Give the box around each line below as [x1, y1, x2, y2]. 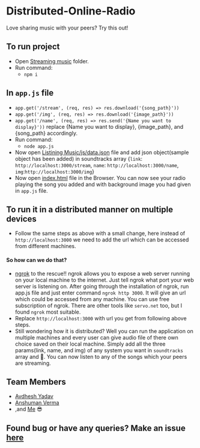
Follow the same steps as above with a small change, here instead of [14, 230, 186, 237]
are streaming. [14, 359, 51, 367]
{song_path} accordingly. [14, 129, 78, 137]
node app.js [23, 143, 54, 149]
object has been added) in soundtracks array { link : [14, 155, 143, 162]
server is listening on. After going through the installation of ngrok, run [14, 282, 189, 290]
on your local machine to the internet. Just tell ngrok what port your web [14, 276, 194, 284]
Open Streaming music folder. [14, 57, 89, 64]
